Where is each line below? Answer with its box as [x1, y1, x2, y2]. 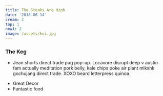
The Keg [5, 48, 27, 55]
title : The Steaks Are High [5, 7, 66, 13]
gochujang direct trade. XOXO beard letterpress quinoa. [12, 70, 131, 77]
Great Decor [12, 80, 39, 87]
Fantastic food [12, 86, 44, 92]
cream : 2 [5, 17, 24, 22]
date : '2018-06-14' [5, 12, 47, 17]
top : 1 [5, 21, 19, 27]
